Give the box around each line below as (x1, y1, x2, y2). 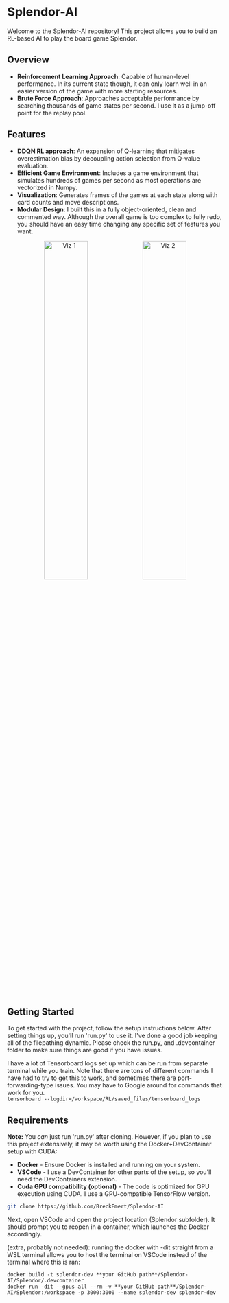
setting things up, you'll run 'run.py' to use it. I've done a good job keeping (7, 1031, 217, 1040)
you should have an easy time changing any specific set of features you (16, 220, 221, 228)
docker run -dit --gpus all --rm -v (7, 1283, 112, 1291)
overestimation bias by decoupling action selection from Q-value (16, 154, 200, 162)
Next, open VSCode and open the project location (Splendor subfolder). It (7, 1216, 215, 1224)
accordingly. (7, 1230, 43, 1238)
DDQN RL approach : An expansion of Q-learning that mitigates (16, 147, 195, 155)
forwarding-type (7, 1081, 53, 1089)
